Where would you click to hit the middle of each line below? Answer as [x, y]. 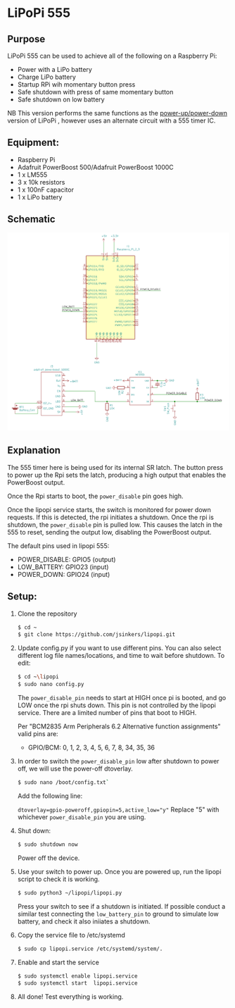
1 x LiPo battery [40, 197]
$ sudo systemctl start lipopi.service [77, 983]
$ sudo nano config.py [51, 685]
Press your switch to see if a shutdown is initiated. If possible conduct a [121, 906]
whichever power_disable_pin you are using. [82, 817]
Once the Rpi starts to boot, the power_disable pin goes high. [95, 496]
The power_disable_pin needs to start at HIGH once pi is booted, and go [122, 698]
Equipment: [33, 143]
